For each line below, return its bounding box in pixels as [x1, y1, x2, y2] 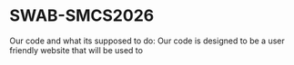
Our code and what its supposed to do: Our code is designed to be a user [9, 35, 285, 46]
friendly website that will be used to [9, 44, 144, 55]
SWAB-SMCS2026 [9, 5, 155, 26]
